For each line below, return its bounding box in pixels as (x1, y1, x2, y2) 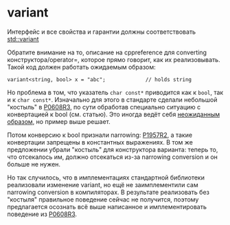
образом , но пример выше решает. (7, 117, 111, 125)
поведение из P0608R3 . (7, 210, 78, 218)
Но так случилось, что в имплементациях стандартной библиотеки (7, 173, 205, 182)
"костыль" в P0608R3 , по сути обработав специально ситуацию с (7, 103, 201, 111)
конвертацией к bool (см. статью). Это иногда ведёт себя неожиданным (7, 110, 220, 118)
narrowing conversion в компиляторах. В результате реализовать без (7, 188, 209, 196)
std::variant (7, 34, 39, 43)
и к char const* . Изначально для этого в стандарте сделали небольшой (7, 95, 218, 104)
